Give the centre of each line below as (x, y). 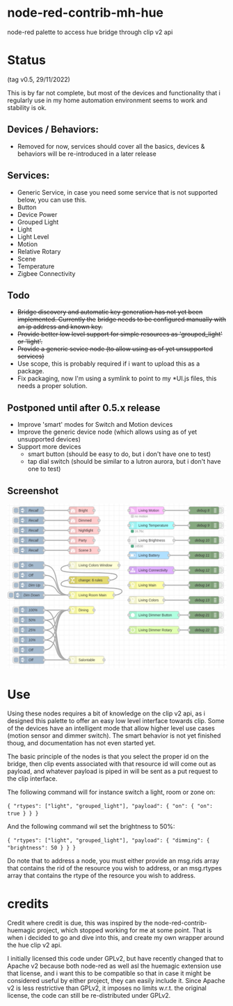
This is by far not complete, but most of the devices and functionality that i (114, 92)
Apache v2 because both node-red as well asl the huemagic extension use (114, 966)
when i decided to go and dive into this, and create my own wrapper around (116, 938)
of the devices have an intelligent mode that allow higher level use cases (111, 729)
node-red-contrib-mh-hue (85, 13)
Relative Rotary (39, 251)
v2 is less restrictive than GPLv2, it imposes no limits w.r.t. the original (107, 988)
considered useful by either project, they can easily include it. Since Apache (116, 981)
